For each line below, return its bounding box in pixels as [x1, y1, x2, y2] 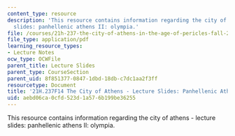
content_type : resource [7, 10, 77, 17]
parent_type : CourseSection [7, 68, 90, 75]
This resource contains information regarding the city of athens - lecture [7, 114, 216, 122]
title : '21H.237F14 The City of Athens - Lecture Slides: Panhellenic [7, 88, 218, 95]
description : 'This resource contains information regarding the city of [7, 17, 227, 24]
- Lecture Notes [7, 50, 55, 56]
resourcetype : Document [7, 82, 77, 89]
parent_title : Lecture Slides [7, 62, 96, 69]
